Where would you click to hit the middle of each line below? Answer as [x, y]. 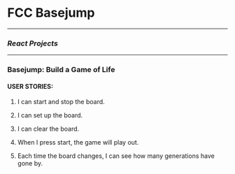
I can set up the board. [50, 115]
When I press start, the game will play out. [78, 143]
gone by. [30, 164]
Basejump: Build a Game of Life [61, 70]
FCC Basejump [51, 13]
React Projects [33, 43]
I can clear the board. [48, 129]
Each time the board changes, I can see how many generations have [116, 156]
